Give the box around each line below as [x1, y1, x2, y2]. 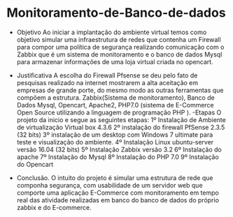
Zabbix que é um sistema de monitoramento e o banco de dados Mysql [16, 50, 223, 59]
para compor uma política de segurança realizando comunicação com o [16, 43, 225, 51]
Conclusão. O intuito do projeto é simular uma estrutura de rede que [16, 173, 213, 182]
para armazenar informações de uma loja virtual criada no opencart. [16, 57, 214, 66]
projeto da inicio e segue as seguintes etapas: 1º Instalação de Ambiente [16, 115, 227, 124]
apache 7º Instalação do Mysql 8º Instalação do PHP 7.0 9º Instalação [16, 152, 220, 161]
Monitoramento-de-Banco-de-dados [6, 5, 226, 21]
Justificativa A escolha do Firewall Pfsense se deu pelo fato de [16, 71, 198, 80]
